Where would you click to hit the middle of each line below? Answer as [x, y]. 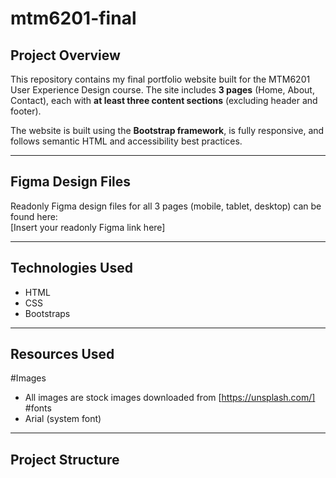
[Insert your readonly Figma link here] [88, 227]
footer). [26, 111]
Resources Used [62, 354]
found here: [34, 216]
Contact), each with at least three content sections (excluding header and [164, 100]
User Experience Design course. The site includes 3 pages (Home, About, [162, 90]
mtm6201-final [73, 18]
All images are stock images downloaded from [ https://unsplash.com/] [170, 398]
